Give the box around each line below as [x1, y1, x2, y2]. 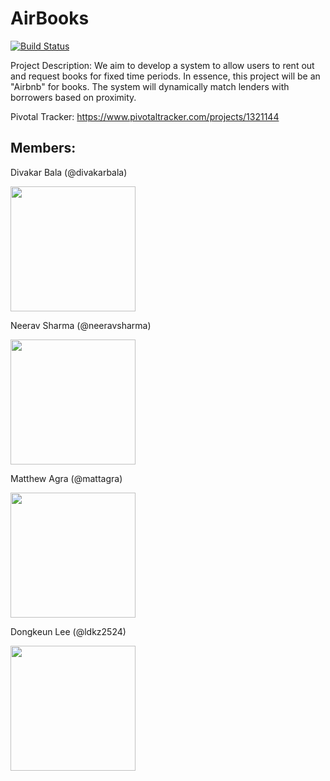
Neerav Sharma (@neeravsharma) [10, 319, 152, 331]
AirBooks [10, 7, 90, 30]
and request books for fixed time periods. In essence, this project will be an [10, 70, 321, 82]
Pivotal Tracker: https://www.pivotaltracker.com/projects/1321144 [10, 110, 280, 122]
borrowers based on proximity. [10, 91, 137, 103]
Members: [10, 140, 77, 157]
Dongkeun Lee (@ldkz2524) [10, 625, 127, 637]
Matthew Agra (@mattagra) [10, 472, 123, 484]
